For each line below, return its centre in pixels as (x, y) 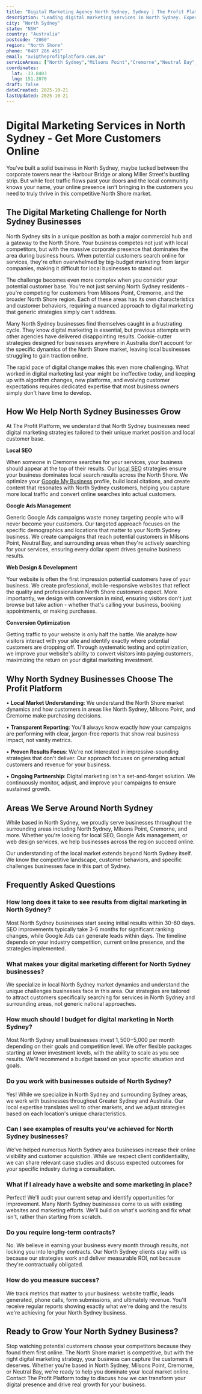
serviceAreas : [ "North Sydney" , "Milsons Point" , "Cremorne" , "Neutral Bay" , (102, 62)
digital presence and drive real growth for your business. (76, 1384)
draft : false (23, 85)
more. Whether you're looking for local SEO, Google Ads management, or (97, 835)
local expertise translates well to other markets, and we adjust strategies (96, 1107)
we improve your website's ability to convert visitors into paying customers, (100, 654)
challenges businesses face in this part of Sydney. (69, 866)
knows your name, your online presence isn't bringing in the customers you (100, 187)
